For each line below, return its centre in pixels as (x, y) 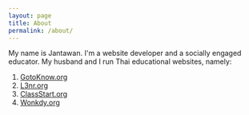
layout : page (30, 16)
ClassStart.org (44, 94)
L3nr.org (34, 85)
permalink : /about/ (41, 30)
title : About (30, 23)
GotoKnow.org (44, 77)
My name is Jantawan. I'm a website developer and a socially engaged (125, 54)
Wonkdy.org (40, 103)
